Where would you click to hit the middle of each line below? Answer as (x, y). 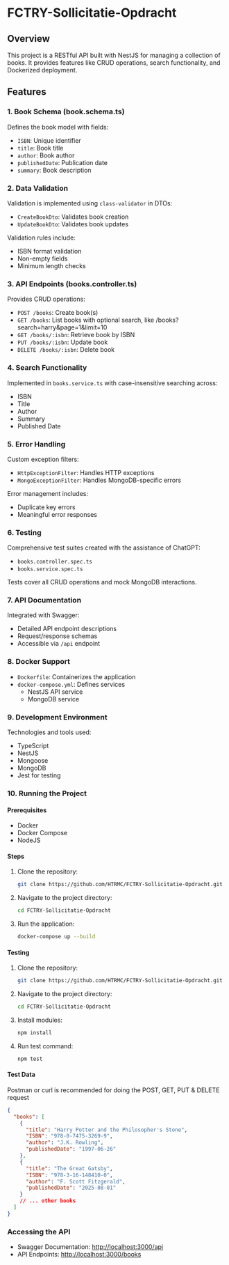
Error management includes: (48, 493)
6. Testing (24, 532)
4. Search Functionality (47, 368)
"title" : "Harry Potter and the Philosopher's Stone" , (107, 1130)
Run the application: (46, 924)
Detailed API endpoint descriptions (67, 629)
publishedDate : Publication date (62, 162)
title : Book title (40, 148)
